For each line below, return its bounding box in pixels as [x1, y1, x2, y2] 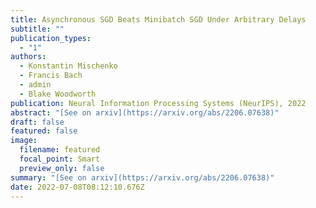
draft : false [10, 117, 65, 127]
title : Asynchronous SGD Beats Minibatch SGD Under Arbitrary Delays [10, 14, 307, 25]
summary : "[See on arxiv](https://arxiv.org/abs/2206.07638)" [10, 172, 275, 183]
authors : [10, 52, 47, 62]
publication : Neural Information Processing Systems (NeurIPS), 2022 [10, 98, 307, 108]
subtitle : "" [10, 24, 65, 34]
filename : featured [19, 145, 101, 155]
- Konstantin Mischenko [19, 61, 118, 71]
